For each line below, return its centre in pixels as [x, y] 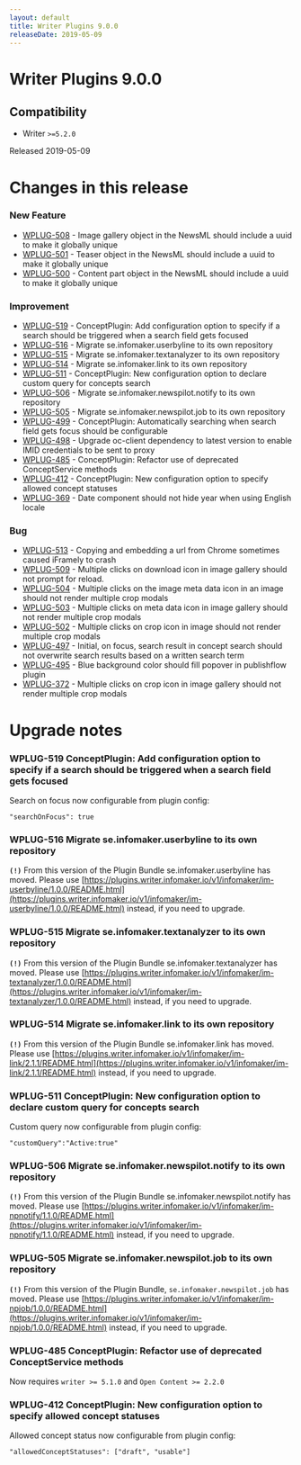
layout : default [40, 18]
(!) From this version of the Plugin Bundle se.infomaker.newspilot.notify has [150, 1197]
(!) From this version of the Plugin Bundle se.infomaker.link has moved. [142, 1044]
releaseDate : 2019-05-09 [56, 34]
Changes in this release [99, 188]
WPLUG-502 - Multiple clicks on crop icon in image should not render [151, 627]
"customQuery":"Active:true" [64, 1144]
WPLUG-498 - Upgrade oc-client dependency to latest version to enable [157, 441]
